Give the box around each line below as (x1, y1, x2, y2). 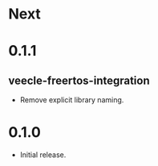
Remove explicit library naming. (19, 95, 124, 105)
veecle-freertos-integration (8, 73, 150, 87)
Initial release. (19, 150, 67, 160)
